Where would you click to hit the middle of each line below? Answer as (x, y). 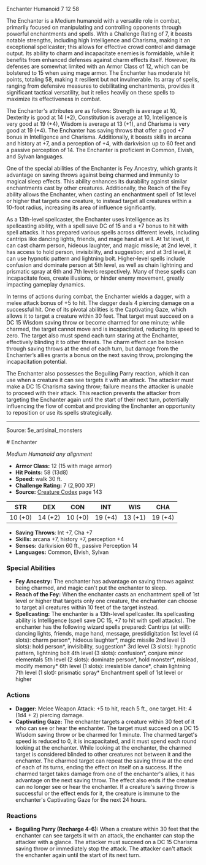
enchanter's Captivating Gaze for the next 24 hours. (81, 799)
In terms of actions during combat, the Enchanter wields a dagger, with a (98, 296)
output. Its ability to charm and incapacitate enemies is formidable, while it (100, 53)
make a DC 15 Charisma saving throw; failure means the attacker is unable (100, 386)
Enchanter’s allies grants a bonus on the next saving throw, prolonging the (100, 355)
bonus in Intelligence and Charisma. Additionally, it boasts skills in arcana (99, 137)
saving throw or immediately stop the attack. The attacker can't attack (104, 848)
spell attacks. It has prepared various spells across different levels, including (103, 232)
